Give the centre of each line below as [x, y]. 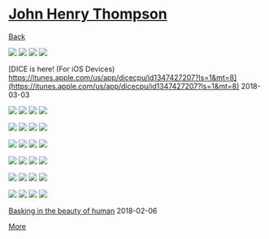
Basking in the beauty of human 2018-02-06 [83, 211]
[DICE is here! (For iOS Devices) [62, 69]
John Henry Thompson [88, 14]
